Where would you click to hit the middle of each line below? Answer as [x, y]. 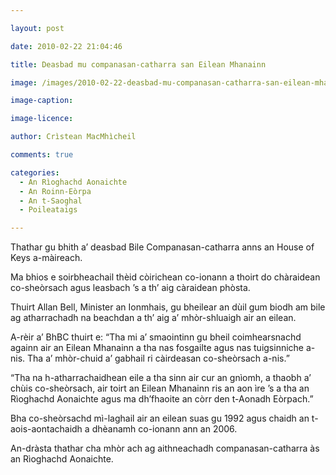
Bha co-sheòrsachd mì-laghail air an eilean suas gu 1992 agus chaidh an [160, 418]
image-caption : [42, 101]
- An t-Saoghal [51, 201]
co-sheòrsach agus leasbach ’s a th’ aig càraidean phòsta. [130, 288]
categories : [35, 172]
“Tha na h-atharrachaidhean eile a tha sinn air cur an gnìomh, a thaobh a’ [161, 378]
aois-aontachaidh [46, 429]
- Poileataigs [48, 210]
